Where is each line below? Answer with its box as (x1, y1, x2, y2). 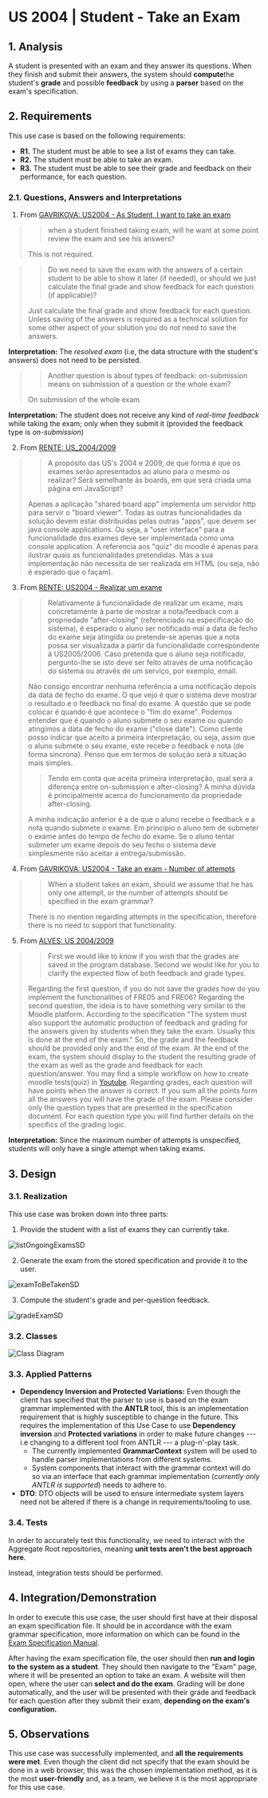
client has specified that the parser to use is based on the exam (19, 1395, 229, 1405)
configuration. (8, 1704, 57, 1714)
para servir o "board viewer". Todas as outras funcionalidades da (27, 508, 242, 517)
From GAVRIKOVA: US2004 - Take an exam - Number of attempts (19, 864, 235, 874)
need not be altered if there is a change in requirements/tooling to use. (19, 1497, 253, 1507)
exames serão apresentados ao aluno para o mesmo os (47, 467, 231, 476)
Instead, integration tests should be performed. (8, 1568, 164, 1577)
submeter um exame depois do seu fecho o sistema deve (27, 840, 217, 850)
